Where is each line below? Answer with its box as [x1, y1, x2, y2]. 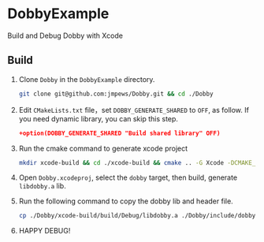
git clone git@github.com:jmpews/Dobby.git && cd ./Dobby [18, 90, 214, 98]
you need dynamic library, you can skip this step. [18, 114, 179, 123]
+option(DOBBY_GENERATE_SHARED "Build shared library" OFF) [18, 129, 221, 137]
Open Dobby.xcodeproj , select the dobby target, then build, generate [18, 173, 238, 182]
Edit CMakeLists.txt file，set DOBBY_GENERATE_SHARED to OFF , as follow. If [18, 105, 250, 114]
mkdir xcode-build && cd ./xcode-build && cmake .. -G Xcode [18, 158, 225, 166]
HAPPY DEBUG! [18, 226, 71, 236]
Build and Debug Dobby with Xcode [7, 31, 124, 40]
